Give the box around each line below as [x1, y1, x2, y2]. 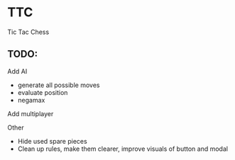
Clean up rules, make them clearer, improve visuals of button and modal [17, 144, 229, 153]
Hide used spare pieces [17, 137, 87, 145]
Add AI [7, 67, 28, 75]
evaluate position [17, 88, 68, 96]
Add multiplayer [7, 109, 54, 118]
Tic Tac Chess [7, 28, 50, 36]
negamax [17, 96, 45, 104]
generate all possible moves [17, 81, 100, 89]
